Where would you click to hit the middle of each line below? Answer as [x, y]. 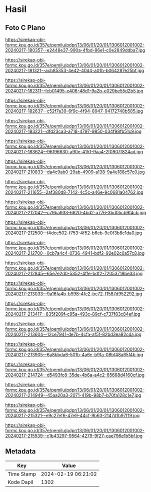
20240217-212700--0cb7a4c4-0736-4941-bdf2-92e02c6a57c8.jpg [75, 253]
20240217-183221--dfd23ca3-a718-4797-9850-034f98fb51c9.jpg [73, 131]
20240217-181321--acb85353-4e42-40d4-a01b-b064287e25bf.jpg [75, 70]
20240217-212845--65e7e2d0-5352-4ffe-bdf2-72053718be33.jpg [74, 273]
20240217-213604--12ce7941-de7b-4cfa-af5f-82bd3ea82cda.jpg [73, 334]
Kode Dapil [20, 482]
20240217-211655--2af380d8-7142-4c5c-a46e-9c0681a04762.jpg [74, 192]
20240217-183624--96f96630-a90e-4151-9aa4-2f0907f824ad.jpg [74, 152]
